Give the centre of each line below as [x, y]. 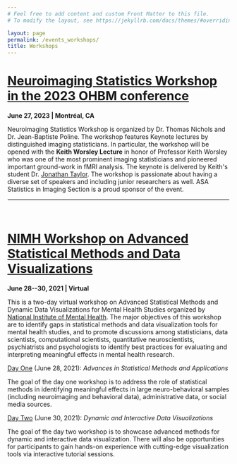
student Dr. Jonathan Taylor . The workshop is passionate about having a [113, 174]
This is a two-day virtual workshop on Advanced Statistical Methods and [113, 302]
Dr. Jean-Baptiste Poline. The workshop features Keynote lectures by [108, 137]
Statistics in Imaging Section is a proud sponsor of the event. [96, 189]
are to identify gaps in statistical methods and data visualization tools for [113, 324]
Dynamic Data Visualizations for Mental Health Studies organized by [107, 310]
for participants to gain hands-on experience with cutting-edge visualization [118, 446]
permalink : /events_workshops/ [53, 39]
